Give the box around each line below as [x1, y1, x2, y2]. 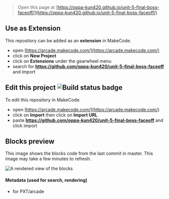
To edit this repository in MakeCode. [5, 97, 81, 103]
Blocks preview [5, 137, 54, 146]
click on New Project [12, 52, 57, 58]
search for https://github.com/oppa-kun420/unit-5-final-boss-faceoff [12, 63, 164, 70]
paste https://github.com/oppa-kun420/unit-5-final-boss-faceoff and [12, 117, 163, 123]
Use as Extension [5, 24, 61, 33]
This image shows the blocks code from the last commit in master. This [5, 151, 153, 157]
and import [12, 69, 36, 75]
